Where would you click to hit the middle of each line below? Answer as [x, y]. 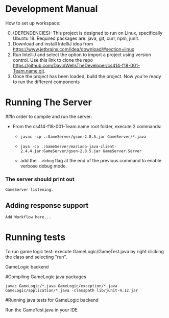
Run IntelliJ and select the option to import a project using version [82, 55]
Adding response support [47, 205]
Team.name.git [28, 71]
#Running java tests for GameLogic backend [52, 300]
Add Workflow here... [28, 217]
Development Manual [52, 9]
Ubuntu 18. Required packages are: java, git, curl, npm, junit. [76, 38]
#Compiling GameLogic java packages [46, 277]
